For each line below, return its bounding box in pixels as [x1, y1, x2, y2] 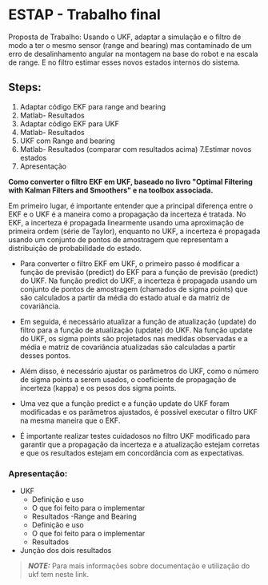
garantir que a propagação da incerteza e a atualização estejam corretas [19, 440, 260, 449]
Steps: [8, 81, 42, 94]
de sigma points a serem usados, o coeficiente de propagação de [19, 374, 237, 384]
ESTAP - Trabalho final [8, 6, 162, 24]
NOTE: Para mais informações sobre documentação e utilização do [27, 561, 250, 571]
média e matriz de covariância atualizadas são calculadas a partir [19, 342, 236, 352]
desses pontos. [19, 350, 71, 360]
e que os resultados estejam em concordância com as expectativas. [19, 448, 245, 457]
